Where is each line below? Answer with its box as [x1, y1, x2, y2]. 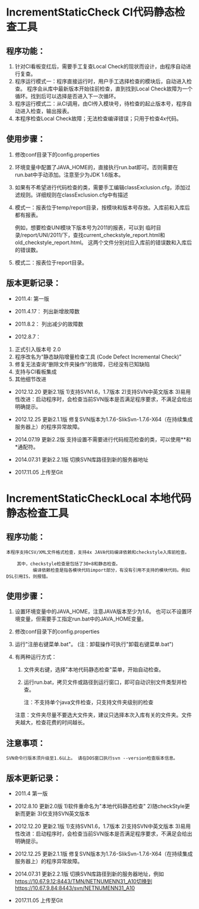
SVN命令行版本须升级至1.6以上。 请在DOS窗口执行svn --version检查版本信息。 [6, 755, 178, 761]
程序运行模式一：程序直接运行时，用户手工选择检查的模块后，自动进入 [14, 78, 187, 85]
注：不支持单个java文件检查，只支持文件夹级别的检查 [23, 699, 154, 706]
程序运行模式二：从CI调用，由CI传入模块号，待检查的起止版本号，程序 [14, 100, 187, 107]
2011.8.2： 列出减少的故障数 [14, 320, 84, 328]
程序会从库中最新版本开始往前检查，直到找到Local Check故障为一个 [26, 85, 193, 92]
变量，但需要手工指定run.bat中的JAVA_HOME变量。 [20, 615, 147, 622]
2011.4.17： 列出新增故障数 [14, 307, 80, 315]
